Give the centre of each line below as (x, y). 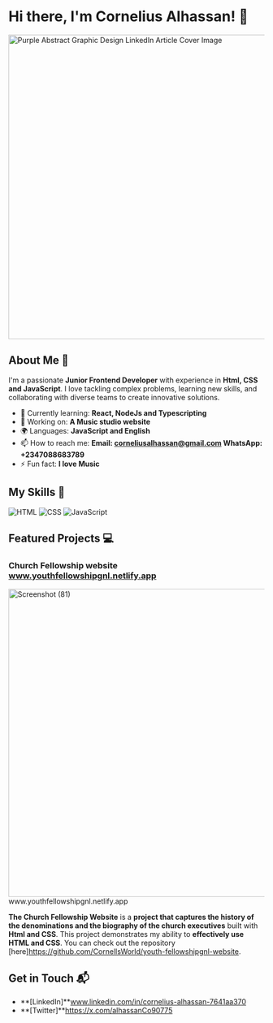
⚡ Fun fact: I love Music (60, 464)
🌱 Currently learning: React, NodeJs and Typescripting (113, 412)
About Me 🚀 (39, 360)
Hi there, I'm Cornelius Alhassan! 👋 (128, 17)
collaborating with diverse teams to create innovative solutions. (114, 397)
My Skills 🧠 (37, 492)
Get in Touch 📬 (49, 978)
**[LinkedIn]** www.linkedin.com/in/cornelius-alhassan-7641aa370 (133, 1002)
